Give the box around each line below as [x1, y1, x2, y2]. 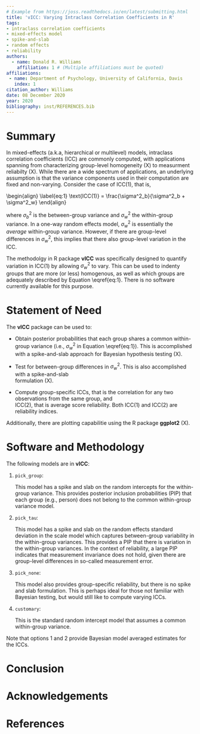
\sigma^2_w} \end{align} [6, 199, 67, 206]
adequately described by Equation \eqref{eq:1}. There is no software [6, 276, 175, 283]
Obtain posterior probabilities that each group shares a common [14, 335, 173, 342]
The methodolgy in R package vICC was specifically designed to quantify [6, 255, 187, 262]
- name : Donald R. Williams [11, 59, 82, 65]
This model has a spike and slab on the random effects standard [14, 525, 173, 533]
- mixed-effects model [6, 31, 63, 37]
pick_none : [14, 569, 41, 576]
